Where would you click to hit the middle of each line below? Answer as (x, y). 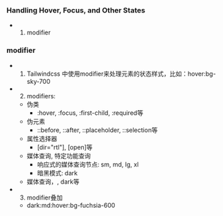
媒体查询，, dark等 (53, 182)
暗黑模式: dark (57, 173)
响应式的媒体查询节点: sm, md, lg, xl (88, 164)
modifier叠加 (45, 197)
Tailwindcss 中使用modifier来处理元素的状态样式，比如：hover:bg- (121, 74)
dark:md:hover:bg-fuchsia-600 (71, 205)
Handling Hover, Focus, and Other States (76, 10)
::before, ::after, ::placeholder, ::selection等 (97, 130)
